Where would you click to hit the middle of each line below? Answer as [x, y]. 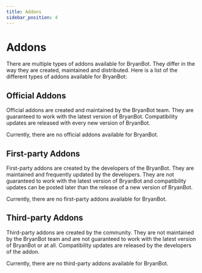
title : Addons [24, 12]
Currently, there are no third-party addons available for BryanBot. [87, 263]
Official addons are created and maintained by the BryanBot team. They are [100, 110]
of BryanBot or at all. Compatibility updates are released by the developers [99, 245]
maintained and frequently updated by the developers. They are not [90, 175]
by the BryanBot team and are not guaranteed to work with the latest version [101, 239]
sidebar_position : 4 [32, 17]
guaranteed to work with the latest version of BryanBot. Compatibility [92, 117]
